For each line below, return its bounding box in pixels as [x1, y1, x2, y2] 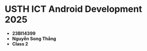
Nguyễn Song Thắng [12, 36, 56, 42]
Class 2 [12, 41, 28, 47]
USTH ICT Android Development [5, 3, 142, 15]
